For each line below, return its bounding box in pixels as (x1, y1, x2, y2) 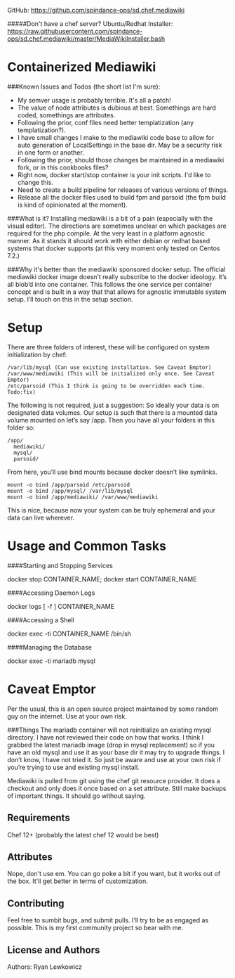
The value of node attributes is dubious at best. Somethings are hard (17, 103, 216, 112)
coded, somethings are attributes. (17, 110, 116, 119)
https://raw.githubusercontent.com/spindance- (7, 27, 143, 35)
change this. (17, 178, 54, 186)
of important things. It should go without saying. (7, 791, 146, 800)
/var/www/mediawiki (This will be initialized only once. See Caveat (7, 370, 215, 377)
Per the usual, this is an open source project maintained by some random (7, 704, 219, 713)
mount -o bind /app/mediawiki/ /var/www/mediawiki (7, 494, 159, 501)
